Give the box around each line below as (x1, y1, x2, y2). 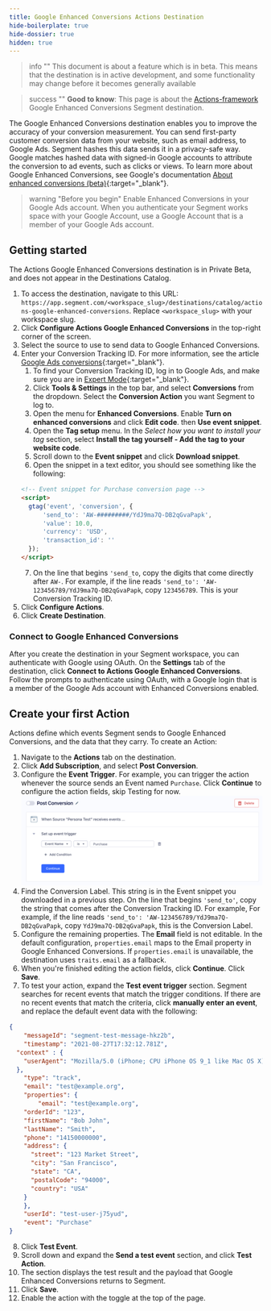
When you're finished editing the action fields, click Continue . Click (20, 963, 245, 973)
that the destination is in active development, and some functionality (28, 70, 256, 80)
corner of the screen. (20, 331, 92, 342)
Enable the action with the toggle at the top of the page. (20, 1293, 206, 1303)
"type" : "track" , (23, 1074, 82, 1082)
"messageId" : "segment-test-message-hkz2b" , (23, 1032, 175, 1040)
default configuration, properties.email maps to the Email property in (20, 938, 252, 947)
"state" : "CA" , (30, 1167, 82, 1176)
